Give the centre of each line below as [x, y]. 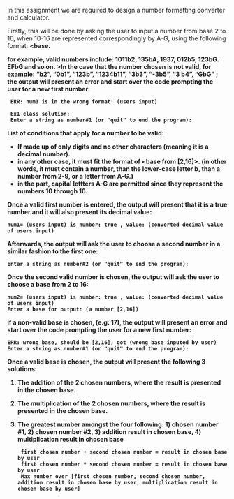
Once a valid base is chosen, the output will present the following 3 [107, 362]
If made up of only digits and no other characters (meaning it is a [113, 147]
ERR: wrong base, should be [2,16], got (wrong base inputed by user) [112, 343]
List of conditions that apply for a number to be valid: [86, 133]
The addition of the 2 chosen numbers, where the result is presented [119, 382]
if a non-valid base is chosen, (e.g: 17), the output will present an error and [117, 322]
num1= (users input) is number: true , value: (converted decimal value [115, 225]
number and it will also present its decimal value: [80, 212]
